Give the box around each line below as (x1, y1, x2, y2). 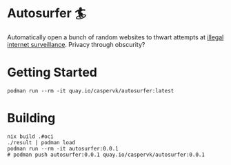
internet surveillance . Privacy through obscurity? (7, 40, 145, 48)
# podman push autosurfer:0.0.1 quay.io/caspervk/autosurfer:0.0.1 (7, 151, 205, 158)
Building (7, 110, 56, 126)
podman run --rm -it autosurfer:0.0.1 (7, 145, 119, 152)
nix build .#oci (7, 133, 54, 140)
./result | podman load (7, 139, 76, 146)
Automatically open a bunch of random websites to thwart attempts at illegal (7, 32, 224, 41)
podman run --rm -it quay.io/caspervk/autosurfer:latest (7, 87, 174, 94)
